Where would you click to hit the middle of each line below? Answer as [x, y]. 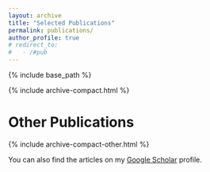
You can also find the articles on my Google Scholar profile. [105, 159]
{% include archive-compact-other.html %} [79, 144]
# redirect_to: [33, 45]
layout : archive [35, 15]
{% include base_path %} [50, 75]
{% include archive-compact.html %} [69, 90]
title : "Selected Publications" [61, 23]
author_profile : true [44, 38]
